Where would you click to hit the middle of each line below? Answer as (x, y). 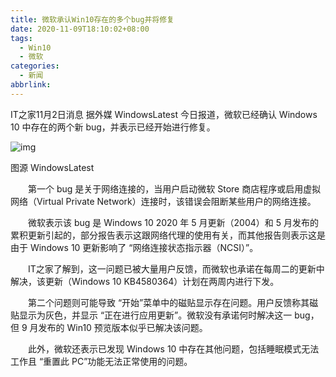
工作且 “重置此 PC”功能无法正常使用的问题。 (101, 361)
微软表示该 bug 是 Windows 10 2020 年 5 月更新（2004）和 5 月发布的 (173, 222)
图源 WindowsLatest (52, 167)
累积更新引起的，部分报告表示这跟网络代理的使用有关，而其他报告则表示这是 (168, 235)
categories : (35, 66)
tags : (21, 38)
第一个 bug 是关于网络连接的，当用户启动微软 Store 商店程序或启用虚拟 (174, 188)
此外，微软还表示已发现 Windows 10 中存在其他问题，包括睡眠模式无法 (173, 348)
